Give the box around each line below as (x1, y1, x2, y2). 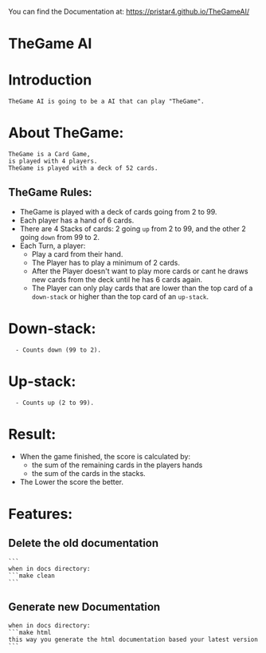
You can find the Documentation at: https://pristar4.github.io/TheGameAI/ (8, 7, 249, 16)
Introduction (8, 71, 92, 89)
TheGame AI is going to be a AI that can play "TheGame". (8, 97, 205, 106)
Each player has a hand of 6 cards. (19, 215, 135, 225)
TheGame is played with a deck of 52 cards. (8, 164, 158, 172)
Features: (8, 505, 73, 523)
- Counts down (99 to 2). (15, 346, 102, 354)
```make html (8, 628, 52, 636)
